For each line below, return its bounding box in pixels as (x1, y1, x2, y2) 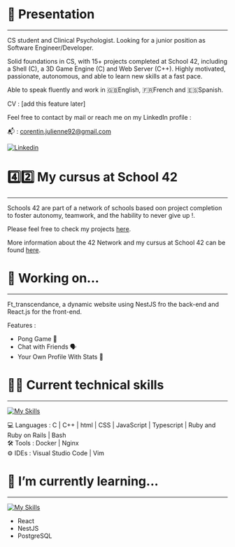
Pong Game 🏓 (17, 334, 57, 342)
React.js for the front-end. (7, 307, 83, 316)
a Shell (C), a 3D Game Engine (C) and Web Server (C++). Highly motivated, (7, 64, 226, 73)
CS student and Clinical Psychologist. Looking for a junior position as (7, 36, 206, 44)
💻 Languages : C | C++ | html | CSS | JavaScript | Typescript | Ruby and (7, 420, 216, 429)
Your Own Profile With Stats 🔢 (17, 352, 104, 361)
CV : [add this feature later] (7, 99, 86, 108)
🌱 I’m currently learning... (7, 473, 159, 489)
